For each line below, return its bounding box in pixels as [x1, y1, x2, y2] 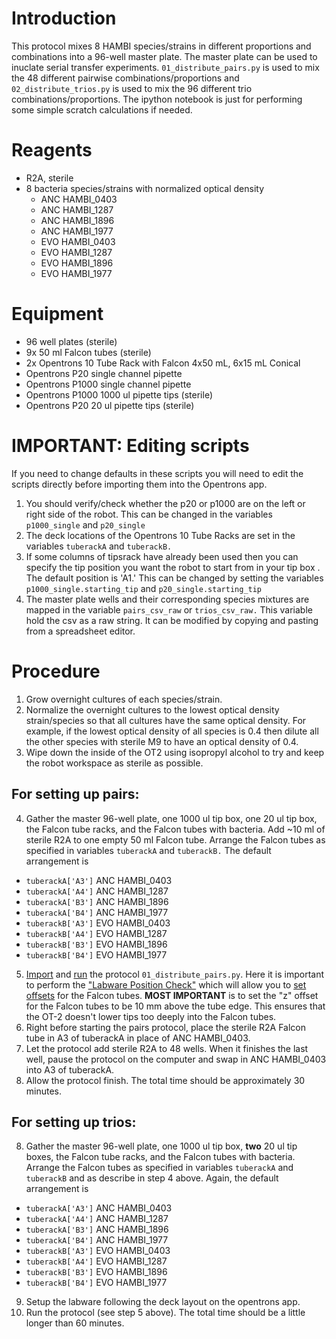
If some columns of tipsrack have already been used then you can [25, 550, 299, 562]
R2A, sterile [25, 172, 74, 184]
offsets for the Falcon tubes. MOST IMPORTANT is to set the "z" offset [25, 989, 319, 1001]
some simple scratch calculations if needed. [11, 103, 193, 116]
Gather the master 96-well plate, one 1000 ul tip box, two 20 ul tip [25, 1140, 298, 1152]
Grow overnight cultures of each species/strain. [25, 693, 223, 705]
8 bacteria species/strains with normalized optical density [25, 182, 265, 194]
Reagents [11, 139, 93, 162]
